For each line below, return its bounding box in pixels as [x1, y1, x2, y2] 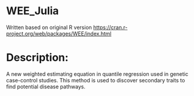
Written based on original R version [6, 24, 92, 31]
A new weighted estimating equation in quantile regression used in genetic [6, 70, 189, 78]
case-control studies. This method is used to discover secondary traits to [6, 76, 185, 84]
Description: [6, 51, 69, 65]
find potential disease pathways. [6, 83, 86, 90]
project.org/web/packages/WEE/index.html [6, 30, 112, 37]
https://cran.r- [93, 24, 128, 31]
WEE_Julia [6, 4, 59, 18]
